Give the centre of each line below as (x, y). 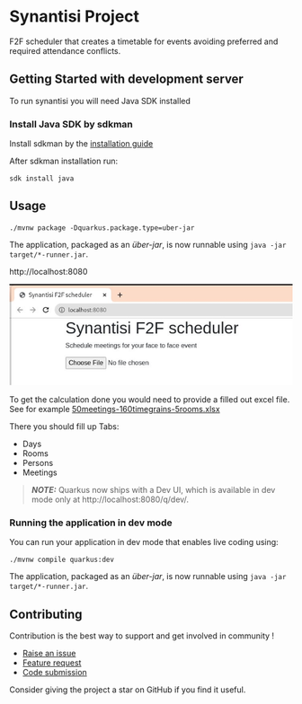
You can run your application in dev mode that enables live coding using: (144, 542)
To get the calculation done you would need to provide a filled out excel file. (150, 400)
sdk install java (42, 179)
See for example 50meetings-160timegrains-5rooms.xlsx (115, 409)
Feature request (52, 663)
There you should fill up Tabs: (64, 427)
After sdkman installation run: (64, 161)
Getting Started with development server (127, 79)
